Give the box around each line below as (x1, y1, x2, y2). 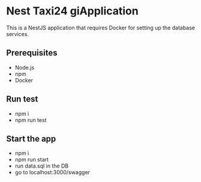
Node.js (14, 64, 35, 71)
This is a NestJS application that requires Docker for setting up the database (6, 24, 196, 31)
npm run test (14, 116, 47, 124)
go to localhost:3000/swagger (14, 169, 90, 176)
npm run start (14, 156, 49, 163)
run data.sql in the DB (14, 162, 69, 169)
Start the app (6, 133, 56, 144)
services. (6, 30, 29, 37)
